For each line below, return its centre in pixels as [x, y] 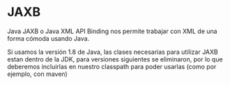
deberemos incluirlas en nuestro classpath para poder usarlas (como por [112, 66]
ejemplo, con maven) [37, 74]
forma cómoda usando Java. [48, 38]
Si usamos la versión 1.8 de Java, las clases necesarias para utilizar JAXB [113, 52]
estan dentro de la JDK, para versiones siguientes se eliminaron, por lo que [115, 59]
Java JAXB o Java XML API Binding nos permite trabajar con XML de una [112, 31]
